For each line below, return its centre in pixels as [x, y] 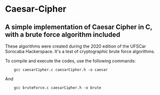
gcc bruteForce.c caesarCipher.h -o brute [58, 88]
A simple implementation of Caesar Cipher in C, [79, 27]
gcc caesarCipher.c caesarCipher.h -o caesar [61, 70]
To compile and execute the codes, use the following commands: [70, 61]
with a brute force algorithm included [63, 34]
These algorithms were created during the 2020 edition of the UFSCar [76, 46]
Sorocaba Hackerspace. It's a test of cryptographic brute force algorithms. [80, 51]
